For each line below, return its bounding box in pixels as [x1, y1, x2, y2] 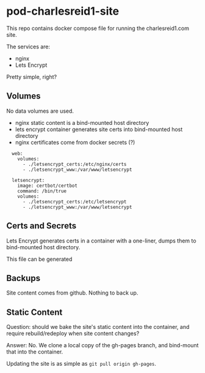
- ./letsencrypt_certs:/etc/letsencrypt [22, 198, 127, 205]
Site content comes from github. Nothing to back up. [6, 289, 138, 296]
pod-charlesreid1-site [6, 4, 120, 18]
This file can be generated [6, 255, 73, 263]
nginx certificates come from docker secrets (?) [15, 138, 135, 146]
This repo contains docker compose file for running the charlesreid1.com [6, 24, 189, 32]
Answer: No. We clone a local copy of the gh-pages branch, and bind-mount [6, 342, 199, 349]
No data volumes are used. [6, 107, 74, 115]
